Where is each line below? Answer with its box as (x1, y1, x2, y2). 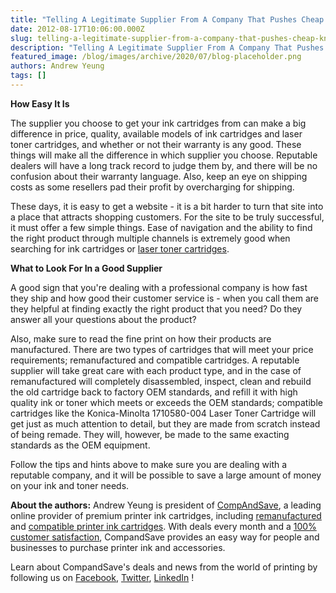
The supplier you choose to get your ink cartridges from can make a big (10, 117, 307, 129)
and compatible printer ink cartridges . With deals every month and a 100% (10, 520, 317, 532)
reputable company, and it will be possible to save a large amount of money (10, 469, 322, 481)
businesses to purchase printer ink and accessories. (10, 541, 226, 553)
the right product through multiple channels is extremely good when (10, 232, 291, 244)
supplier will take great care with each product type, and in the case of (10, 364, 302, 376)
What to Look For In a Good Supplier (10, 262, 163, 274)
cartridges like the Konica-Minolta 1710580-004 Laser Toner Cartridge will (10, 407, 317, 419)
